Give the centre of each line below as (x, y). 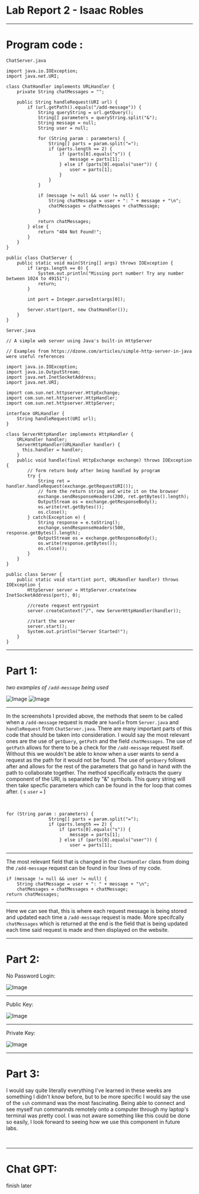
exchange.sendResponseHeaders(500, (82, 528)
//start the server (52, 621)
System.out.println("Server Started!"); (78, 631)
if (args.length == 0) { (58, 268)
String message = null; (67, 123)
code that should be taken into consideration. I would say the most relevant (98, 735)
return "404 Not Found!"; (70, 232)
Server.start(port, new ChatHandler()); (78, 310)
